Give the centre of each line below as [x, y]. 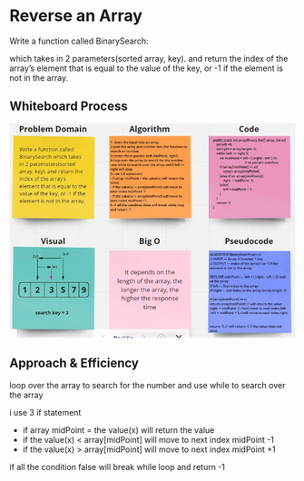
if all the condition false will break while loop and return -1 [117, 466]
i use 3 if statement [45, 412]
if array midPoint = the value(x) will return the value [118, 430]
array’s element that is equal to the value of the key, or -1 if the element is [147, 68]
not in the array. [39, 77]
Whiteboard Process [69, 107]
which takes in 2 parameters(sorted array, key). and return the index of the [149, 58]
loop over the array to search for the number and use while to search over [147, 385]
